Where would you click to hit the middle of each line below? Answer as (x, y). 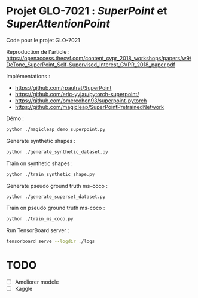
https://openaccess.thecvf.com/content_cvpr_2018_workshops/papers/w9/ (99, 58)
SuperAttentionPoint (58, 24)
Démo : (15, 118)
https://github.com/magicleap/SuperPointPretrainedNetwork (89, 107)
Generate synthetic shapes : (41, 141)
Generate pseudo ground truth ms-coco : (57, 186)
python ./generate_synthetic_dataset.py (57, 152)
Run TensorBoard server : (38, 230)
